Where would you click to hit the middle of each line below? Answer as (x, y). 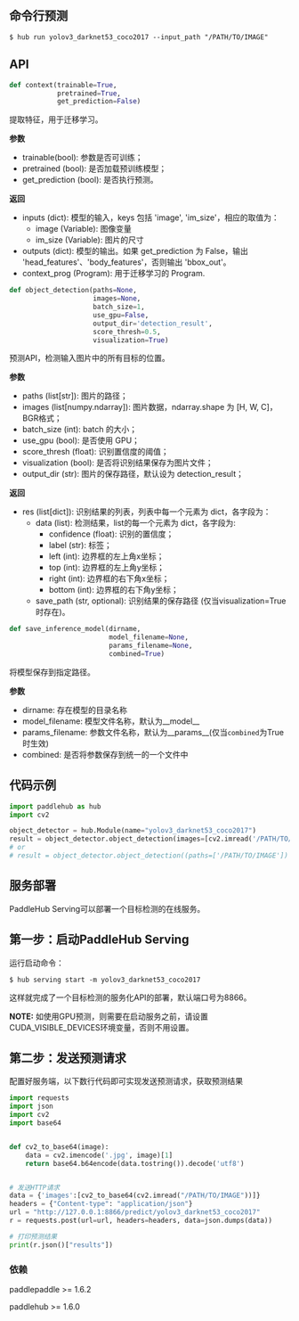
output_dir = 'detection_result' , (153, 324)
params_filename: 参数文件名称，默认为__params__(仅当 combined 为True (153, 732)
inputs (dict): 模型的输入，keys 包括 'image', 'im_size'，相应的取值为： (151, 217)
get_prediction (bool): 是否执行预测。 (90, 180)
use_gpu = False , (121, 315)
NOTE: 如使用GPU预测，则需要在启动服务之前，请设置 (109, 1016)
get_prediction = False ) (99, 102)
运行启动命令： (36, 963)
